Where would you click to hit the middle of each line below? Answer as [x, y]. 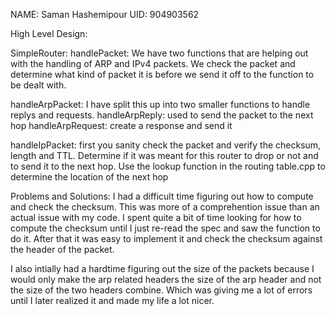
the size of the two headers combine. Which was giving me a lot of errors [161, 290]
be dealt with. [38, 85]
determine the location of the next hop [89, 177]
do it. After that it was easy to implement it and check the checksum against [166, 238]
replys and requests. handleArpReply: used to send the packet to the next [162, 115]
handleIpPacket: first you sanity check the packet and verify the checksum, [166, 145]
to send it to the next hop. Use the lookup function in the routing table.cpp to [168, 166]
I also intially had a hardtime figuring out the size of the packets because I [162, 268]
